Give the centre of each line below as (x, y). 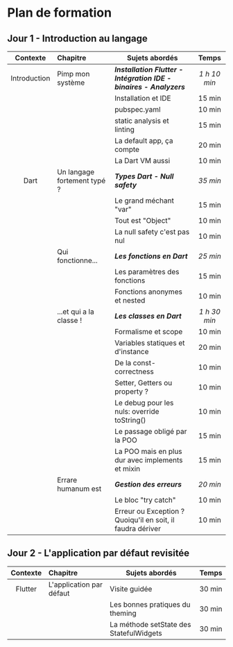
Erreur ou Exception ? (149, 511)
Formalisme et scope (148, 331)
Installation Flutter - (149, 69)
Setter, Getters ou (143, 383)
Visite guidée (131, 589)
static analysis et (141, 121)
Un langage (76, 172)
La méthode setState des (150, 624)
